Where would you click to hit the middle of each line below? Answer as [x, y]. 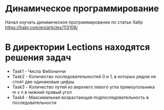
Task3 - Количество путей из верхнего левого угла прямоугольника [83, 87]
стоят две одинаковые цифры [43, 82]
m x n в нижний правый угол [42, 92]
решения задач [38, 58]
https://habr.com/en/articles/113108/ [42, 27]
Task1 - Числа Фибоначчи [39, 71]
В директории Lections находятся [78, 47]
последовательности [34, 102]
